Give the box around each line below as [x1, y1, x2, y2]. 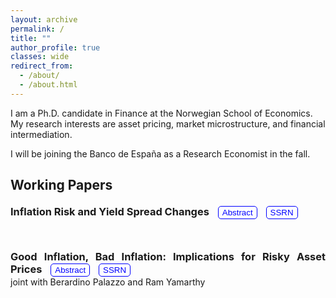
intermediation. [10, 128, 73, 140]
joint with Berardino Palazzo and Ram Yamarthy [10, 276, 206, 288]
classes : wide [10, 52, 70, 62]
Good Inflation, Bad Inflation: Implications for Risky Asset [10, 250, 326, 264]
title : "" [10, 33, 52, 43]
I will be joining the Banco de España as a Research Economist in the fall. [10, 147, 311, 160]
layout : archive [10, 14, 78, 25]
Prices [10, 262, 43, 276]
